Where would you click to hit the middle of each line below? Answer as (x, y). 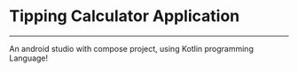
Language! (29, 58)
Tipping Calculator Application (125, 16)
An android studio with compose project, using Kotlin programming (132, 48)
